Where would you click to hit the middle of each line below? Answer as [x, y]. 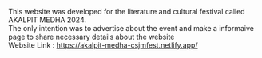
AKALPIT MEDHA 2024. [47, 20]
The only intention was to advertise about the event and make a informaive [131, 28]
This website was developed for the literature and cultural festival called [127, 12]
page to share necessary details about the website [91, 37]
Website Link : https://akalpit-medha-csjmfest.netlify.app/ [103, 45]
